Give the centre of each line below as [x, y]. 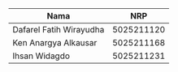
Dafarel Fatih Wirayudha [59, 30]
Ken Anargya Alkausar [55, 42]
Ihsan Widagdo [41, 56]
